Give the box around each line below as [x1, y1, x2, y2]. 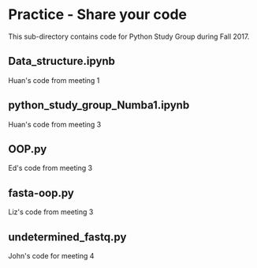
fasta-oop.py [8, 186, 75, 199]
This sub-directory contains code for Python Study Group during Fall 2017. [8, 32, 250, 41]
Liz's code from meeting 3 [8, 207, 94, 217]
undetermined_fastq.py [8, 230, 127, 243]
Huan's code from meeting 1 [8, 75, 100, 85]
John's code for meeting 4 [8, 251, 95, 260]
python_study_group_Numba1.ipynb [8, 99, 190, 112]
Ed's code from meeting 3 [8, 164, 93, 173]
